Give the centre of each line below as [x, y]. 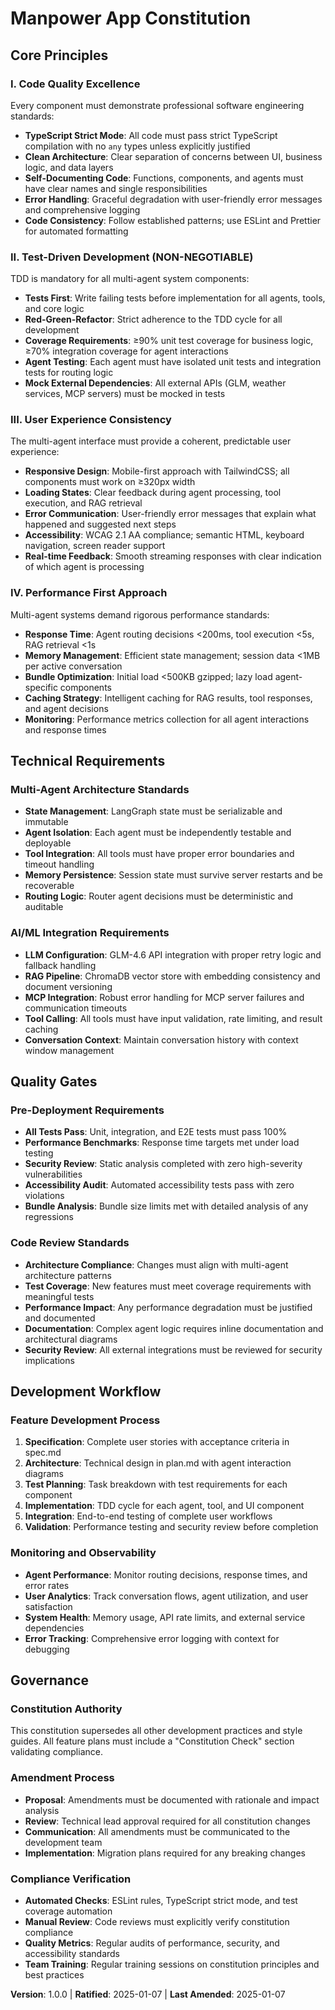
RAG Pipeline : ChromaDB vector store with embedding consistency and [172, 976]
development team [63, 1842]
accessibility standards [72, 1953]
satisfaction [48, 1606]
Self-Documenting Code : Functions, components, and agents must [164, 178]
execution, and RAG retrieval [83, 503]
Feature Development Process [85, 1420]
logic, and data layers [69, 167]
